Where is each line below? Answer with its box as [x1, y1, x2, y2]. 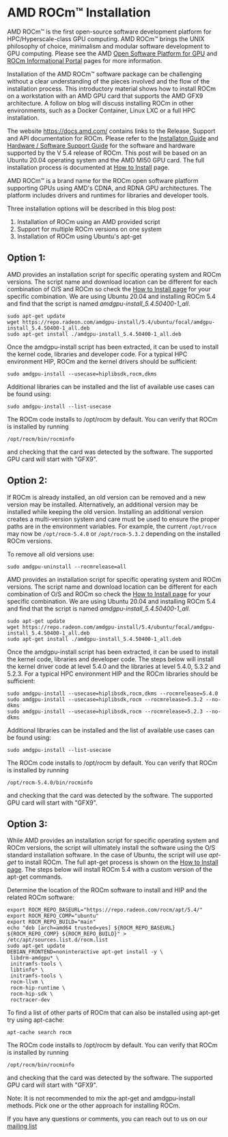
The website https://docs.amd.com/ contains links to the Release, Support [7, 127, 216, 135]
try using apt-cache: [7, 1016, 65, 1024]
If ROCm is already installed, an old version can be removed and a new [7, 493, 206, 501]
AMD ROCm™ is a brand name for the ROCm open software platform [7, 176, 199, 184]
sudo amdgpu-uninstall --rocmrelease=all [7, 563, 127, 570]
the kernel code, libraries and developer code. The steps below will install [7, 655, 214, 663]
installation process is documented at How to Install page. [7, 163, 170, 171]
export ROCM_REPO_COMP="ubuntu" [7, 913, 99, 920]
